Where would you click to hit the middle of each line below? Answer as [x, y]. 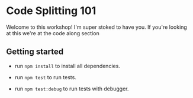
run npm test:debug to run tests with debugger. [72, 89]
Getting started [35, 52]
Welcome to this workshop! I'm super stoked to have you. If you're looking [97, 27]
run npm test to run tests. [46, 77]
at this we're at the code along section [53, 33]
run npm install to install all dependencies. [67, 66]
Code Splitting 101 [51, 11]
